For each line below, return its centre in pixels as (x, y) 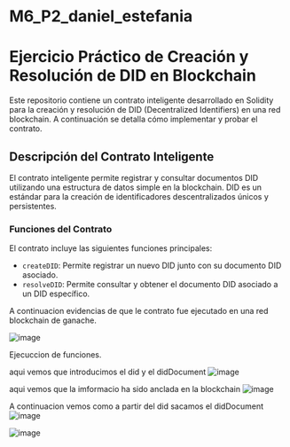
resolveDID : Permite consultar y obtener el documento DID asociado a (150, 285)
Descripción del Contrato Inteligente (112, 157)
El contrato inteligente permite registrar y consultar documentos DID (134, 177)
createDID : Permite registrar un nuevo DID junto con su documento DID (152, 266)
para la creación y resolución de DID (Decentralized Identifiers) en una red (145, 110)
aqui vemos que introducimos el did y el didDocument (108, 372)
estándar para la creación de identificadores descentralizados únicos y (139, 196)
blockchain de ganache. (53, 320)
